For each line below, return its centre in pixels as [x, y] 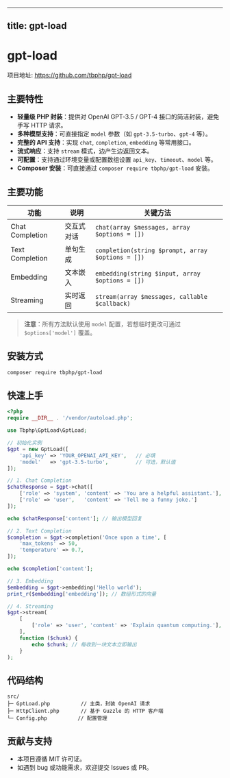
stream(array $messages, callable [151, 296]
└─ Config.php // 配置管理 [57, 718]
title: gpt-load [37, 26]
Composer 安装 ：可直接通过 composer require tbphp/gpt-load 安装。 [115, 168]
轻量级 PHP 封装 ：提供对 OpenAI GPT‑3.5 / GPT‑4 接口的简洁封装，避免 [118, 117]
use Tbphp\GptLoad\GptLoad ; [47, 430]
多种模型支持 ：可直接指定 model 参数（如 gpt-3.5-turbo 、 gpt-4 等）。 [114, 134]
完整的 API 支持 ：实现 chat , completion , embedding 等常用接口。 [106, 143]
